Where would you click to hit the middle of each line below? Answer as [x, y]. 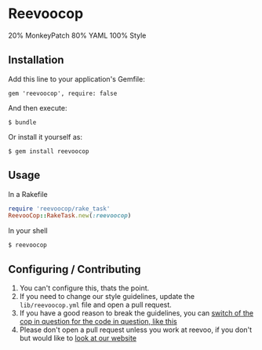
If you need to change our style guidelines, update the [107, 297]
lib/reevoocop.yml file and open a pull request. [96, 305]
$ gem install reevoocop [49, 151]
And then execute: [38, 108]
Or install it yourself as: [45, 137]
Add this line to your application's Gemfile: [76, 78]
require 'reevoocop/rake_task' [59, 209]
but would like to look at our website [78, 338]
